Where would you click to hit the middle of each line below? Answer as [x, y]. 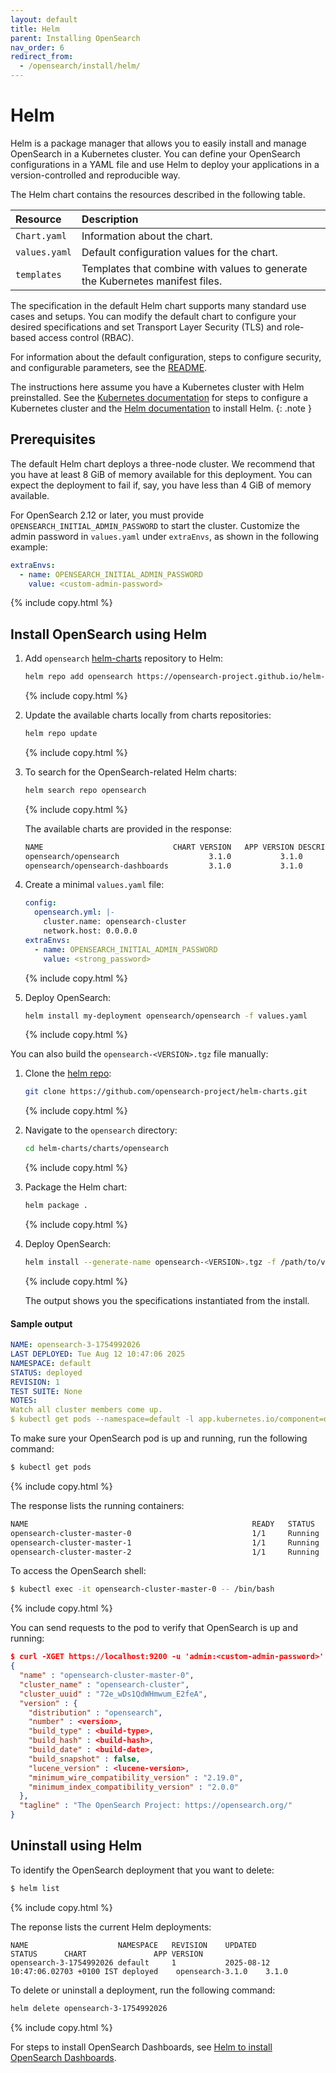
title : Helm [35, 29]
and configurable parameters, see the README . [109, 367]
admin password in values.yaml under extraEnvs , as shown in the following [165, 536]
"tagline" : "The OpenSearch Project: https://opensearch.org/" [156, 1806]
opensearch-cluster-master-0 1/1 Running [165, 1533]
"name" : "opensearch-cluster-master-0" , [107, 1676]
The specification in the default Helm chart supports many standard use [158, 305]
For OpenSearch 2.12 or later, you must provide [107, 515]
